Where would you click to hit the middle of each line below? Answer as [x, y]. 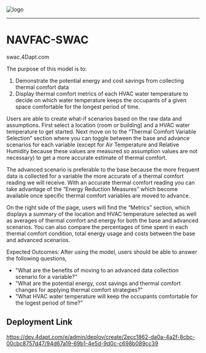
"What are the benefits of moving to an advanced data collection [97, 270]
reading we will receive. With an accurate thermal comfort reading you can [101, 182]
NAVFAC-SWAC [48, 40]
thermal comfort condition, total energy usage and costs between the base [101, 233]
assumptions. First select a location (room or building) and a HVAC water [98, 125]
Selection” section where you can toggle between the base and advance [98, 138]
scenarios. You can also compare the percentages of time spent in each [97, 227]
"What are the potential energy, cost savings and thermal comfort [98, 283]
